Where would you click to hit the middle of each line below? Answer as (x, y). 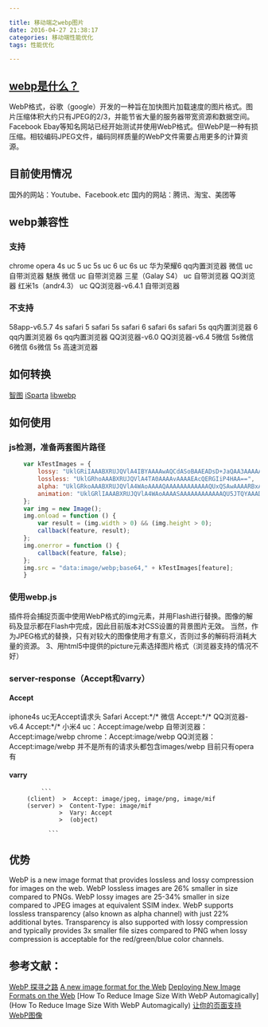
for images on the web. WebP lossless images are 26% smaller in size (124, 888)
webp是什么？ (44, 86)
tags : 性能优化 (32, 45)
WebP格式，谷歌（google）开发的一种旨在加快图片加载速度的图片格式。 (128, 107)
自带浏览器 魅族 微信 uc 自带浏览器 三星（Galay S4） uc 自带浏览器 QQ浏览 (132, 275)
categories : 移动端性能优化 (51, 37)
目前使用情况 (41, 174)
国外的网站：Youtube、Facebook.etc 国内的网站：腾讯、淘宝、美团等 (123, 194)
